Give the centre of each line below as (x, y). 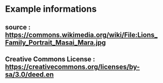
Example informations (51, 9)
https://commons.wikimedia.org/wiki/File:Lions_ (81, 35)
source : (18, 27)
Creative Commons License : (50, 59)
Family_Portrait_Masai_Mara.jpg (55, 42)
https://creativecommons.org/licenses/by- (72, 67)
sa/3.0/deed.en (29, 74)
